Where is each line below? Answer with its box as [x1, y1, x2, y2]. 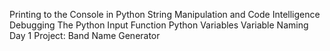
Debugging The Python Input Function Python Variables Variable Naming [9, 19, 309, 31]
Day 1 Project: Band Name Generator [9, 30, 161, 41]
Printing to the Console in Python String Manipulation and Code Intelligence [9, 9, 321, 20]
